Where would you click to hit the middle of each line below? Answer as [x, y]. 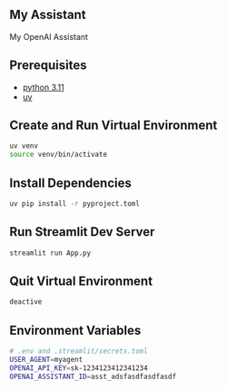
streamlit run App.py [50, 253]
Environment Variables [75, 330]
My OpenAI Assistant [49, 36]
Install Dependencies [70, 183]
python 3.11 [44, 87]
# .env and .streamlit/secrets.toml [79, 351]
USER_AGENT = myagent [46, 359]
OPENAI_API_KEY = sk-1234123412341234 [79, 368]
